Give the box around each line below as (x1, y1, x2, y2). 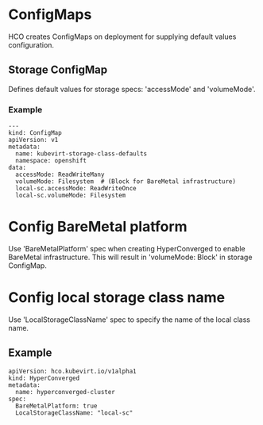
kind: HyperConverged (8, 374, 80, 382)
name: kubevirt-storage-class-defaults (15, 150, 148, 158)
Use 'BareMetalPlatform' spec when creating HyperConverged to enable (8, 243, 246, 253)
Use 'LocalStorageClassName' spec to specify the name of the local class (8, 315, 250, 324)
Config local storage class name (8, 289, 225, 307)
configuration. (8, 40, 54, 49)
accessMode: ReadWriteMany (15, 170, 105, 179)
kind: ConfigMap (8, 129, 62, 137)
